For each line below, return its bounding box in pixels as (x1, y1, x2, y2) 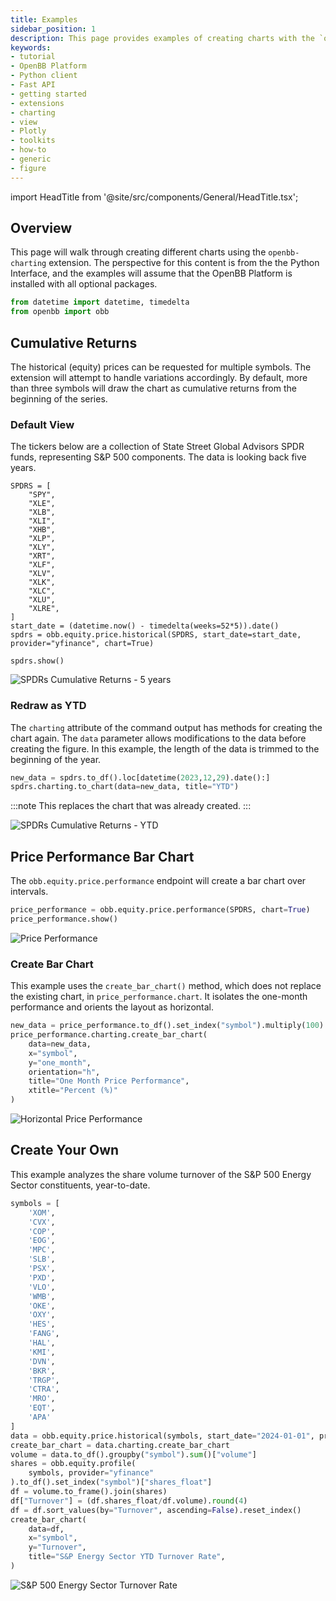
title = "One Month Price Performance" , (28, 1076, 190, 1086)
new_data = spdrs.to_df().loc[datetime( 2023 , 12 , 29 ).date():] (10, 772, 271, 783)
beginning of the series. (10, 393, 108, 405)
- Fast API (10, 80, 56, 90)
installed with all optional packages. (10, 278, 158, 290)
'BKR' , (28, 1366, 56, 1376)
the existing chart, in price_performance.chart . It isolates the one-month (10, 991, 308, 1003)
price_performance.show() (10, 914, 118, 925)
